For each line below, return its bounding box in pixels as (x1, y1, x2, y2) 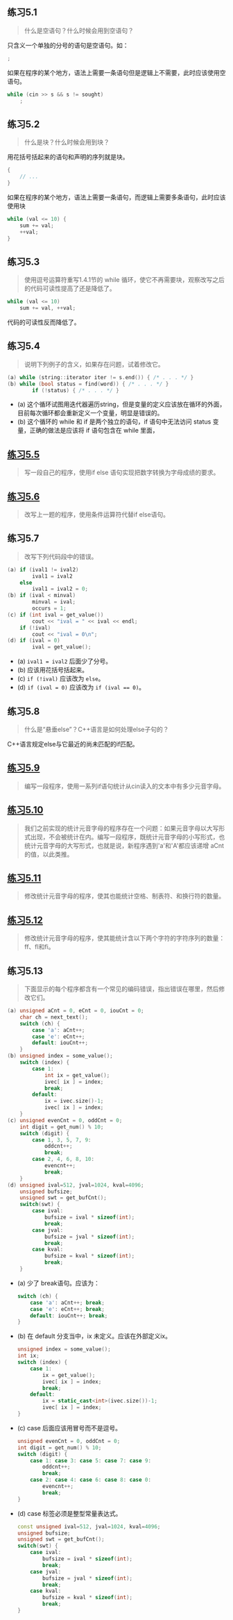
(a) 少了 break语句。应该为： (17, 1278, 101, 1287)
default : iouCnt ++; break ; (30, 1312, 108, 1319)
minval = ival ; (32, 599, 76, 606)
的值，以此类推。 (24, 850, 74, 858)
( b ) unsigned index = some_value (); (7, 1053, 113, 1060)
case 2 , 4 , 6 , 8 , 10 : (32, 1155, 95, 1163)
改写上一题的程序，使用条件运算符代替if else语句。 (24, 510, 170, 519)
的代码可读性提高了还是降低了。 (24, 284, 116, 293)
